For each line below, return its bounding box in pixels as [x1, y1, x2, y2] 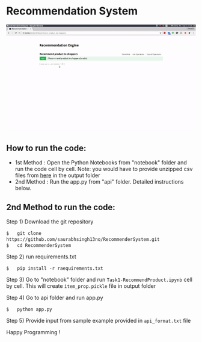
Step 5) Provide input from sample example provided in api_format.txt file [6, 317, 191, 325]
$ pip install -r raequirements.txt [6, 266, 103, 272]
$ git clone [6, 231, 42, 237]
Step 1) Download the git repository [6, 218, 94, 225]
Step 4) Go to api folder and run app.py [6, 294, 103, 302]
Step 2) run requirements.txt [6, 253, 76, 260]
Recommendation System [6, 4, 138, 18]
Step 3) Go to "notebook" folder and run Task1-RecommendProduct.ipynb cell [6, 276, 192, 284]
